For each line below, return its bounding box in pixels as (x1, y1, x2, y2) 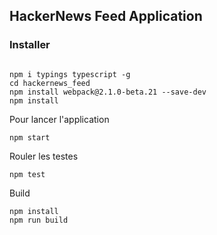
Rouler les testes (9, 150, 79, 162)
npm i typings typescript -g (9, 69, 131, 79)
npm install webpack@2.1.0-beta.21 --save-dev (9, 87, 207, 97)
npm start (9, 132, 51, 143)
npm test (9, 169, 46, 179)
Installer (9, 38, 51, 52)
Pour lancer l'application (9, 113, 110, 125)
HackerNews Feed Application (9, 8, 203, 25)
